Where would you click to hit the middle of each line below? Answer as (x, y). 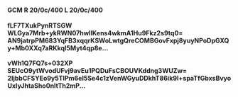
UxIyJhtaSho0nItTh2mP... (47, 86)
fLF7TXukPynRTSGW (40, 25)
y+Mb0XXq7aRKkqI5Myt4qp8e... (58, 48)
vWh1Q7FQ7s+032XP (40, 63)
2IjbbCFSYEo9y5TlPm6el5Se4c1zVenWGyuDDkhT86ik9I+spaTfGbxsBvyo (119, 79)
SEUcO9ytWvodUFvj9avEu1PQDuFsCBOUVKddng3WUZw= (97, 71)
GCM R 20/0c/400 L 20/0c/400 (55, 10)
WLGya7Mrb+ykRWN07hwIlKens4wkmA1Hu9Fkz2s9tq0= (95, 33)
